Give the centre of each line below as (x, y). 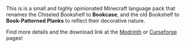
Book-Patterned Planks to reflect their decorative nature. (76, 21)
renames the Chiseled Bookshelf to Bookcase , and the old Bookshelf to (93, 15)
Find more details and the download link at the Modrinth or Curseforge (92, 32)
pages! (14, 38)
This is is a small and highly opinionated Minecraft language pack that (91, 8)
